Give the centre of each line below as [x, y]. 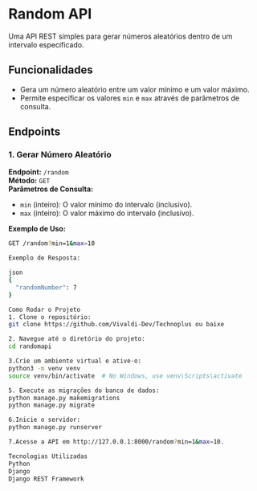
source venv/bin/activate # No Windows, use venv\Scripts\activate [125, 376]
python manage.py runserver [55, 428]
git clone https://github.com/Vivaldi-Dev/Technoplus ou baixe [116, 325]
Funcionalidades [51, 70]
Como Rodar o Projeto [45, 309]
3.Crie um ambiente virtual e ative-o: [75, 361]
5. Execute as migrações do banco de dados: [84, 391]
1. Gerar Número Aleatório [60, 155]
